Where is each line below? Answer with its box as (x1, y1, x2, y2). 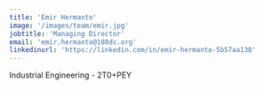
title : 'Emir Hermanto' (9, 12, 98, 22)
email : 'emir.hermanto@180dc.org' (9, 37, 138, 47)
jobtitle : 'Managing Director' (9, 29, 125, 38)
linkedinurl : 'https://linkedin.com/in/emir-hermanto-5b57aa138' (9, 46, 256, 55)
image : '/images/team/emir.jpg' (9, 21, 129, 30)
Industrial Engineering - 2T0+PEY (9, 70, 132, 80)
